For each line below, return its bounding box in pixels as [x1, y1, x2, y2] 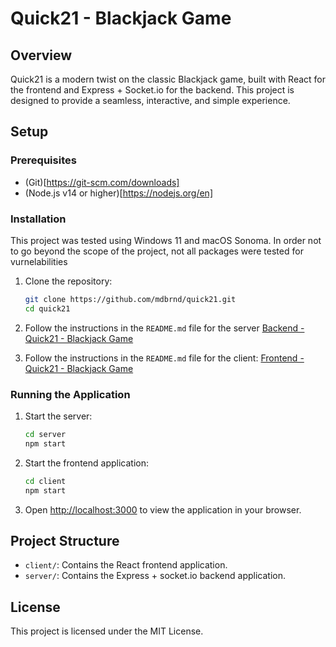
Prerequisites [10, 153, 77, 167]
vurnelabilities [10, 255, 68, 267]
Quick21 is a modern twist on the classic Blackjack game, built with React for [10, 73, 327, 85]
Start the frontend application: [24, 457, 149, 469]
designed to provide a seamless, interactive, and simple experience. [10, 95, 291, 106]
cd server [24, 430, 67, 440]
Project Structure [10, 532, 120, 549]
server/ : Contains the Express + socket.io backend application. [24, 570, 286, 582]
